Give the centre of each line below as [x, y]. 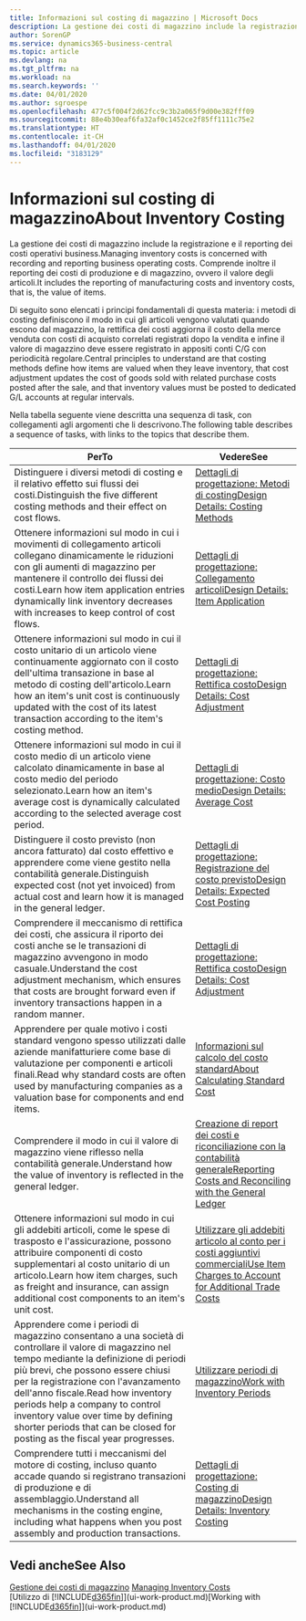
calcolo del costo [232, 1057]
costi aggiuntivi [228, 1252]
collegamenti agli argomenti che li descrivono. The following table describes [151, 424]
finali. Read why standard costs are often [100, 1074]
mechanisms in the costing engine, [88, 1510]
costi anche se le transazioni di [80, 946]
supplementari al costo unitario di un [92, 1263]
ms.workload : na [40, 78]
